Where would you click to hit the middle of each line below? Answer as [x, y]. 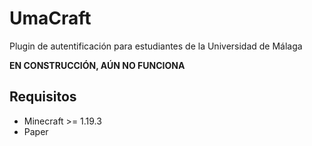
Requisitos [43, 97]
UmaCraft [50, 18]
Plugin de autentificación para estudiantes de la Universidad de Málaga [156, 46]
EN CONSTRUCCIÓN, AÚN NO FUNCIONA [97, 65]
